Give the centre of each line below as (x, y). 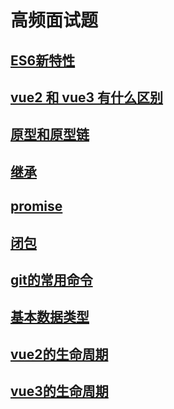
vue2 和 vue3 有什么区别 (87, 97)
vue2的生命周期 (59, 354)
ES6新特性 (43, 60)
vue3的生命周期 (59, 391)
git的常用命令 (51, 279)
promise (36, 206)
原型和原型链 (50, 134)
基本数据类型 (50, 317)
